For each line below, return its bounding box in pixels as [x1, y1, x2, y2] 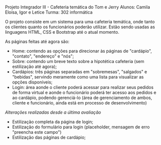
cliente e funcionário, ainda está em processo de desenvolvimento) [12, 100, 147, 105]
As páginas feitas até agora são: [5, 39, 70, 44]
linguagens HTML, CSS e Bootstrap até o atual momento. [5, 29, 120, 35]
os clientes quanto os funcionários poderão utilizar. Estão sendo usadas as [5, 24, 155, 30]
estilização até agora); [12, 63, 57, 69]
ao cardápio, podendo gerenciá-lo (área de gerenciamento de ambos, [12, 95, 152, 101]
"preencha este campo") [12, 129, 62, 135]
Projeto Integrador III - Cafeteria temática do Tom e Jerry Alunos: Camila [5, 4, 150, 10]
